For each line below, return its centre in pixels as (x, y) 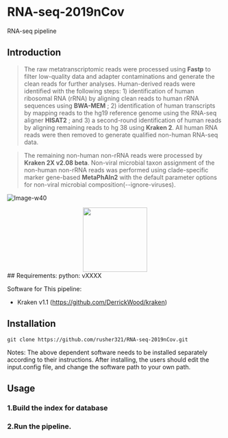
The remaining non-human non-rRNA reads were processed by (113, 155)
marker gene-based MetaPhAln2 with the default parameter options (121, 177)
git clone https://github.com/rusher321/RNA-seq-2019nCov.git (98, 339)
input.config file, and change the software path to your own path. (99, 367)
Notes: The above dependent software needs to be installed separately (107, 352)
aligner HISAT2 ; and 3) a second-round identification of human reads (123, 120)
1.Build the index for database (58, 408)
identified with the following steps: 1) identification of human (109, 91)
